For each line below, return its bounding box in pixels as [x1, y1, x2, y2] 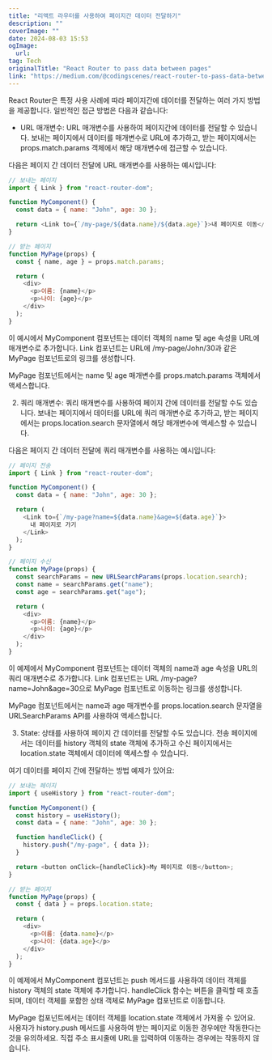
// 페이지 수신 [8, 558, 51, 566]
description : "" [8, 19, 63, 28]
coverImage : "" [8, 27, 60, 35]
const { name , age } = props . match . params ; [15, 257, 164, 265]
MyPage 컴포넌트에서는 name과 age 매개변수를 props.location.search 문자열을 [8, 701, 263, 710]
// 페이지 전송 [8, 461, 51, 469]
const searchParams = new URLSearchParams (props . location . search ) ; [15, 573, 249, 581]
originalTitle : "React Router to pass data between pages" [8, 65, 212, 73]
